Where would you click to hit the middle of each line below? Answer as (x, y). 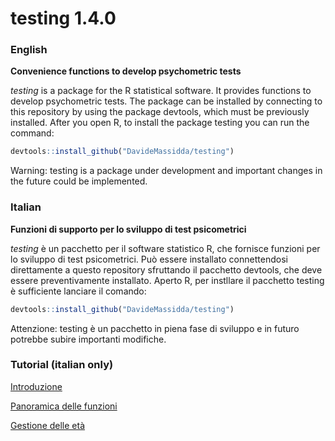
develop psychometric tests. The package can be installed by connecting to (166, 101)
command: (32, 133)
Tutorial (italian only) (62, 365)
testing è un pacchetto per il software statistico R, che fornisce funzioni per (165, 248)
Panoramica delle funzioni (64, 406)
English (29, 50)
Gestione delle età (48, 425)
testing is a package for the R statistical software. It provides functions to (161, 91)
